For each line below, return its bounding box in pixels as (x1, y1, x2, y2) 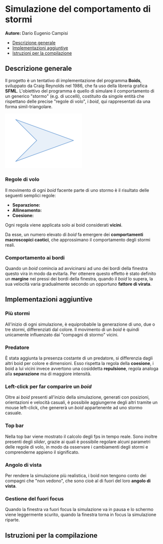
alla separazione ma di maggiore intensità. (5, 371, 92, 377)
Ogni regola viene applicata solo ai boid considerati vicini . (5, 222, 123, 228)
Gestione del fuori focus (5, 495, 64, 502)
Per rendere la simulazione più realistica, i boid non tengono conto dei (5, 472, 146, 478)
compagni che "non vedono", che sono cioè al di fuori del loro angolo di (5, 478, 151, 484)
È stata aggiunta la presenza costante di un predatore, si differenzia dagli (5, 355, 153, 361)
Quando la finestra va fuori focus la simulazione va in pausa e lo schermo (5, 507, 154, 513)
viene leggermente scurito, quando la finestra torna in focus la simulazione (5, 512, 157, 517)
